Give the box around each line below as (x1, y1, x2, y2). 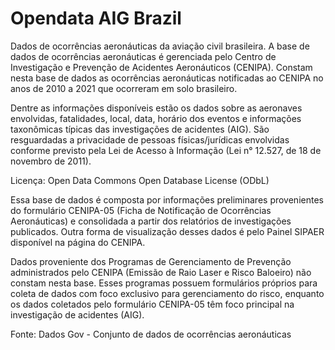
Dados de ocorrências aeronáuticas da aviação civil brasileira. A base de (10, 40, 310, 52)
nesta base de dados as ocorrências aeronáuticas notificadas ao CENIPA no (10, 72, 324, 84)
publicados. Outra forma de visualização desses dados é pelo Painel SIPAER (10, 225, 325, 237)
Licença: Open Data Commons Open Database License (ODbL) (10, 174, 270, 186)
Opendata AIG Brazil (10, 7, 182, 30)
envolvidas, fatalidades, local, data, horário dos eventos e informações (10, 112, 302, 124)
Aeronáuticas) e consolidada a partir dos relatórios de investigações (10, 215, 292, 227)
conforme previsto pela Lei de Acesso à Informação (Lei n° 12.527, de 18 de (10, 144, 322, 156)
